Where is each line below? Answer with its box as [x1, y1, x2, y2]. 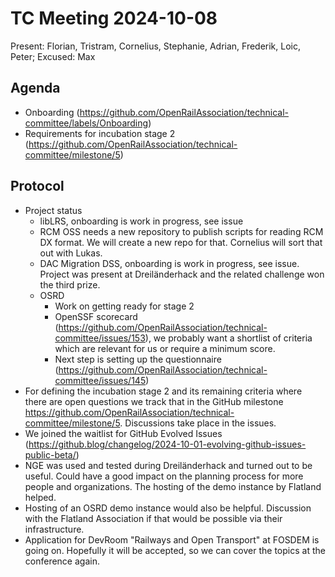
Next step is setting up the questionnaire [54, 353, 222, 365]
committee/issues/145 [54, 374, 147, 386]
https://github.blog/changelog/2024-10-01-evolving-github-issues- [28, 438, 307, 450]
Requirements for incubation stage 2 [24, 127, 176, 139]
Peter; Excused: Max [10, 50, 96, 62]
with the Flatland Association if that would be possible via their [24, 512, 283, 524]
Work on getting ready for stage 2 [54, 300, 195, 312]
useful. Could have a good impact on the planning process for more [24, 470, 304, 482]
